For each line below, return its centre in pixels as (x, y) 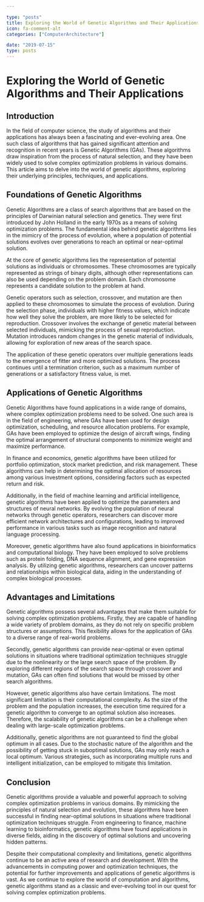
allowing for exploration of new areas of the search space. (79, 342)
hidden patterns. (27, 842)
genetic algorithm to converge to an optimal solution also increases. (91, 713)
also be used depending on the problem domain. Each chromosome (91, 279)
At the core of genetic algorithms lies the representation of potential (91, 260)
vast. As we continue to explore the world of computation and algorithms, (98, 880)
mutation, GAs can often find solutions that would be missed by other (93, 675)
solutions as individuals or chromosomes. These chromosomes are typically (101, 266)
